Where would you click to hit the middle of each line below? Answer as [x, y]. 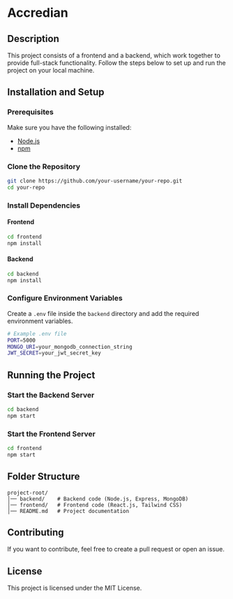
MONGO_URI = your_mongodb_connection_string [70, 347]
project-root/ [28, 493]
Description [33, 39]
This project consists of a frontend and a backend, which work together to [114, 55]
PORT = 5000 [22, 340]
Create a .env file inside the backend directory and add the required [103, 313]
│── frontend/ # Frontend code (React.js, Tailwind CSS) [95, 505]
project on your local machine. [51, 70]
